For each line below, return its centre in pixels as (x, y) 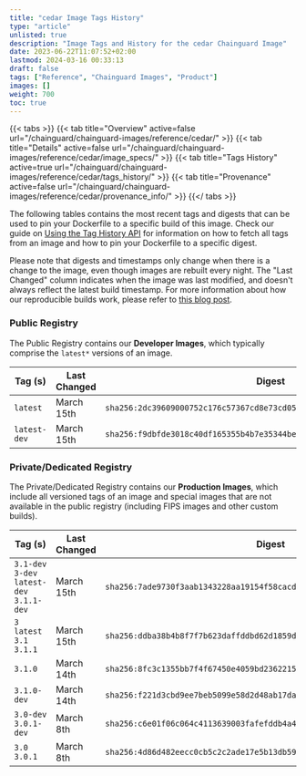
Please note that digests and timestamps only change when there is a (140, 261)
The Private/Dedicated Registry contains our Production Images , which (144, 486)
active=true (31, 167)
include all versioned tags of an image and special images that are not (141, 496)
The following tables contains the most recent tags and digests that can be (150, 214)
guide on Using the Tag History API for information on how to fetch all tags (149, 233)
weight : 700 (32, 94)
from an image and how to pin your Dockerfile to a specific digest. (133, 243)
